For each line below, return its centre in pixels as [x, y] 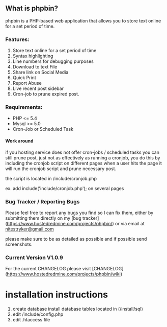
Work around [20, 141]
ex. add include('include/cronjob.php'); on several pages [65, 188]
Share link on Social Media [40, 72]
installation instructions [57, 295]
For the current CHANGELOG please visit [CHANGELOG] [64, 269]
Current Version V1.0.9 [34, 258]
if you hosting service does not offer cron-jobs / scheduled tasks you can [82, 152]
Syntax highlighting [33, 56]
